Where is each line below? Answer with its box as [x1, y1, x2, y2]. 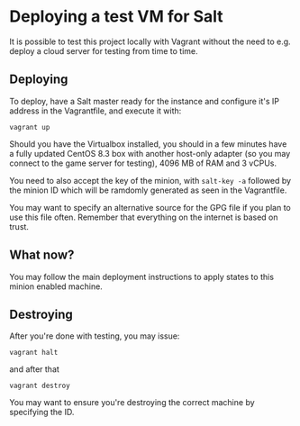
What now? [9, 248, 75, 263]
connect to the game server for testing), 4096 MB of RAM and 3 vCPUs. [9, 158, 277, 168]
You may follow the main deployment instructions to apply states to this [9, 271, 275, 282]
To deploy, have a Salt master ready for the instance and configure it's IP [9, 95, 280, 106]
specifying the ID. [9, 407, 75, 418]
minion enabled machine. [9, 281, 104, 292]
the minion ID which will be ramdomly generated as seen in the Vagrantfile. [9, 185, 287, 195]
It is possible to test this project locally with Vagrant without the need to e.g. [9, 36, 291, 47]
